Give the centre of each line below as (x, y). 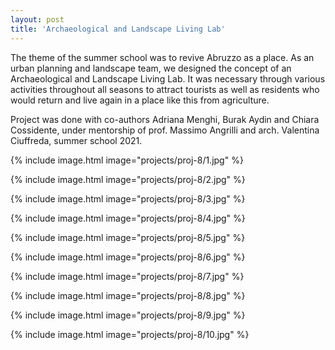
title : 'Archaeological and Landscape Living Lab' (118, 29)
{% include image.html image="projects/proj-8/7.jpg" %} (127, 276)
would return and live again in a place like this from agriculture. (140, 100)
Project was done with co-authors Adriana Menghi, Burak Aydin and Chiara (165, 119)
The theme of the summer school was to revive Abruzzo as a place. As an (162, 57)
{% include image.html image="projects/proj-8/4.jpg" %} (128, 218)
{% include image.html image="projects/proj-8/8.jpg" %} (128, 295)
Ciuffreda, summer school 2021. (76, 140)
